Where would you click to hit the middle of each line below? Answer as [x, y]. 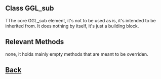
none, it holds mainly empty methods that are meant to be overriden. [77, 54]
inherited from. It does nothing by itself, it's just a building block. [72, 26]
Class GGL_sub [30, 8]
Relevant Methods [35, 42]
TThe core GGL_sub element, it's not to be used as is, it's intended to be [80, 20]
